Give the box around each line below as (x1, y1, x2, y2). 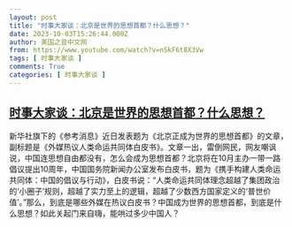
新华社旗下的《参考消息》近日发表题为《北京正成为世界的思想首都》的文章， (9, 130, 288, 141)
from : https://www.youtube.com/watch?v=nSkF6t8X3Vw (9, 46, 204, 55)
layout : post (9, 12, 58, 22)
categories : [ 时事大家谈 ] (9, 71, 106, 79)
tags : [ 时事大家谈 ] (9, 54, 82, 63)
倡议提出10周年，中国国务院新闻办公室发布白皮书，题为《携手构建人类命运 (9, 163, 281, 174)
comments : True (9, 63, 65, 72)
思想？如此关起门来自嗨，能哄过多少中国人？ (16, 208, 180, 218)
